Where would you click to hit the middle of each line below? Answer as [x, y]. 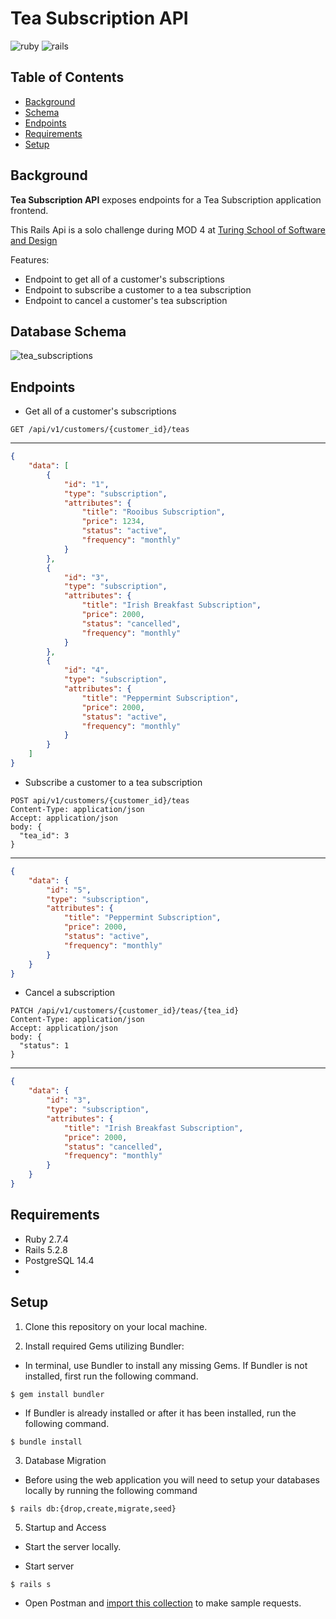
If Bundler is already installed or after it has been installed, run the [160, 1413]
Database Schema [68, 331]
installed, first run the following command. [111, 1376]
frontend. [29, 210]
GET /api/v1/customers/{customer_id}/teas [100, 430]
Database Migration [65, 1460]
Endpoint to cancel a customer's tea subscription [126, 300]
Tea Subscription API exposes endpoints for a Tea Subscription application [166, 199]
